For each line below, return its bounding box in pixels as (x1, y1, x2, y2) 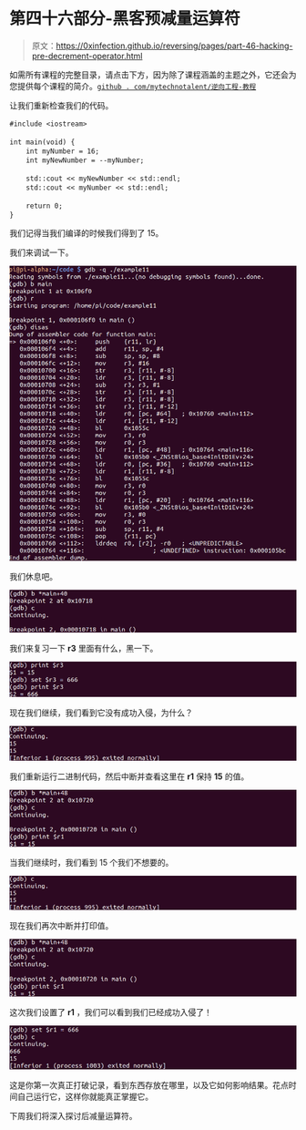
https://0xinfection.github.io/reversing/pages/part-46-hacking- (56, 40, 293, 51)
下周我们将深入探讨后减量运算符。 (9, 1111, 138, 1122)
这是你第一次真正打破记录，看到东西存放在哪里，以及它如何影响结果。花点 (9, 1080, 289, 1091)
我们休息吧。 (9, 570, 57, 581)
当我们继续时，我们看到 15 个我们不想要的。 (9, 857, 174, 868)
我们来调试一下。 (9, 247, 74, 258)
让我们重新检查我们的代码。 (9, 99, 114, 110)
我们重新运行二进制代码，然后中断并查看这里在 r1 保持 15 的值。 (9, 771, 250, 782)
